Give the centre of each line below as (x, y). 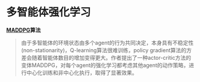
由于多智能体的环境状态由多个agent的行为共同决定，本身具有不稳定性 (107, 42)
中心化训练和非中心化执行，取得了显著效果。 (82, 72)
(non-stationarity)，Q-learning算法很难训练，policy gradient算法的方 (106, 50)
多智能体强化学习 (49, 12)
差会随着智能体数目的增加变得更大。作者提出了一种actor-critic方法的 (106, 57)
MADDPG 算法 (23, 30)
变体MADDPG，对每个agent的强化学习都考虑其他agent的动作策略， (105, 65)
